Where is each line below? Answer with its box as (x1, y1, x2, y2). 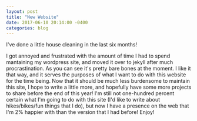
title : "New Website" (6, 14, 59, 20)
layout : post (6, 8, 38, 15)
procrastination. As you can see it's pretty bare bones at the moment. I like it (6, 65, 191, 72)
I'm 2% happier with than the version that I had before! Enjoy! (6, 109, 155, 116)
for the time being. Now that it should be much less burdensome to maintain (6, 78, 190, 85)
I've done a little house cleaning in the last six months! (6, 41, 137, 48)
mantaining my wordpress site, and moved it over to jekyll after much (6, 59, 173, 66)
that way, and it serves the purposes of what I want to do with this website (6, 71, 186, 78)
